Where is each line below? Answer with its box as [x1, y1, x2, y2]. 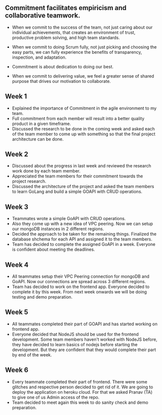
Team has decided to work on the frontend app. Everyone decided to [12, 284, 150, 290]
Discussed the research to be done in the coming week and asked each [12, 126, 155, 131]
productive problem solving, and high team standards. [12, 34, 120, 40]
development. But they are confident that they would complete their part [12, 347, 156, 352]
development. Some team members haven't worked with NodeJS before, [12, 336, 158, 342]
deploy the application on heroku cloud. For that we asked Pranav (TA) [12, 389, 153, 395]
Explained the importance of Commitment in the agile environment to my [12, 105, 157, 111]
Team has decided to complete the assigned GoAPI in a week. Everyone [12, 241, 156, 247]
